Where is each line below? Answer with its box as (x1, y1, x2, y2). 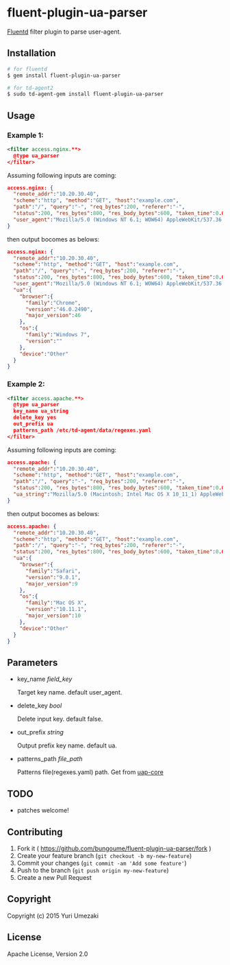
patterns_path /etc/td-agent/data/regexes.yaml (13, 427, 152, 434)
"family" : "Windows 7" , (25, 332, 90, 338)
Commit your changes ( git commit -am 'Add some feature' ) (16, 859, 187, 867)
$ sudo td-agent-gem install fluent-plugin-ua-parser (7, 91, 164, 97)
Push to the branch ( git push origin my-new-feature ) (16, 866, 169, 874)
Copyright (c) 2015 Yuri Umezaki (7, 911, 99, 920)
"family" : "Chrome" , (25, 299, 81, 306)
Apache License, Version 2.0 (7, 949, 88, 958)
